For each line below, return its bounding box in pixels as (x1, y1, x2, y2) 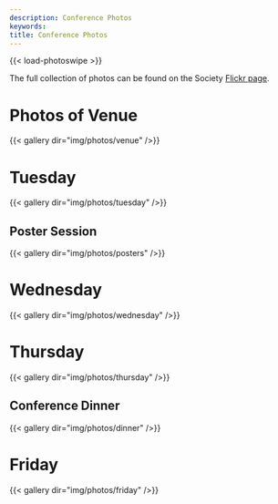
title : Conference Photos (9, 30, 108, 39)
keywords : (9, 22, 47, 31)
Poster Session (9, 223, 98, 239)
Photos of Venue (9, 105, 139, 126)
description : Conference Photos (9, 13, 132, 23)
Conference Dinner (9, 398, 120, 414)
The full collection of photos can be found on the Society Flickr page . (9, 73, 270, 84)
